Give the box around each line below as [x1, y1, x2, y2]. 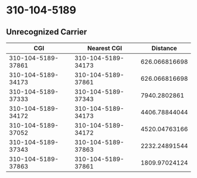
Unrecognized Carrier [6, 27, 87, 37]
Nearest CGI [87, 44, 123, 52]
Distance [151, 44, 178, 52]
